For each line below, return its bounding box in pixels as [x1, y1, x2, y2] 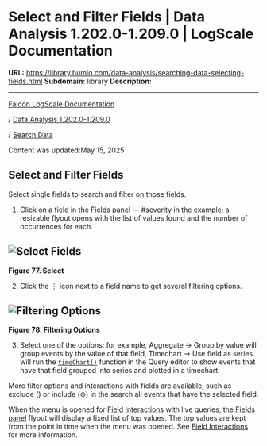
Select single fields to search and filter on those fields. [8, 189, 187, 198]
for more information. [8, 430, 78, 440]
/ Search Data [8, 129, 53, 139]
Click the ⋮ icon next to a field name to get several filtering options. [19, 281, 242, 290]
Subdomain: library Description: [44, 76, 153, 86]
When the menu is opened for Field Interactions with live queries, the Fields [8, 405, 256, 414]
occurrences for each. [19, 221, 93, 231]
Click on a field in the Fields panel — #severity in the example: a [19, 205, 230, 214]
